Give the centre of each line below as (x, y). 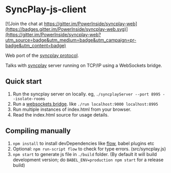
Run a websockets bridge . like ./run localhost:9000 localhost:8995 (85, 104)
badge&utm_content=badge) (36, 45)
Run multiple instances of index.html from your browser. (72, 109)
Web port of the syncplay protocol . (42, 55)
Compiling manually (38, 131)
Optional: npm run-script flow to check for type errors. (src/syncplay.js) (89, 149)
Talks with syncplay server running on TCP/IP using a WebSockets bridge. (84, 65)
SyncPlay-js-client (46, 9)
